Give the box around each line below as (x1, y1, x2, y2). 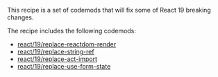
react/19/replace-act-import (17, 55, 97, 63)
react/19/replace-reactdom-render (17, 40, 117, 48)
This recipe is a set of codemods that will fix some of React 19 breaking (7, 6, 212, 14)
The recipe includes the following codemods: (7, 27, 137, 35)
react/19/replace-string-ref (17, 48, 95, 55)
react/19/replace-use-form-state (17, 62, 111, 70)
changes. (7, 13, 34, 22)
